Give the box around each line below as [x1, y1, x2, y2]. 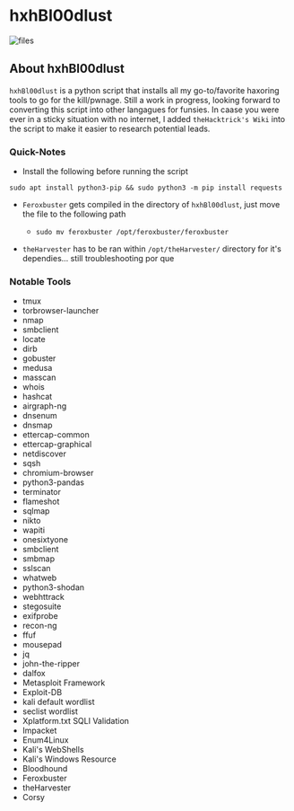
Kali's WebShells [22, 745, 84, 755]
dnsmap [22, 419, 53, 431]
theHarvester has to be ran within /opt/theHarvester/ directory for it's [22, 243, 282, 254]
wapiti [22, 525, 46, 535]
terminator [22, 487, 61, 498]
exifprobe [22, 611, 58, 621]
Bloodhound [22, 763, 68, 774]
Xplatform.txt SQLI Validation [22, 716, 130, 727]
